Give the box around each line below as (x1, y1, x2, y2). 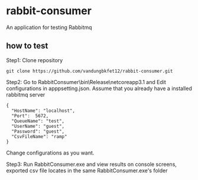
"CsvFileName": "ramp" (11, 133, 67, 140)
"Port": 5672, (11, 112, 49, 119)
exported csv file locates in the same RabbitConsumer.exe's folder (6, 167, 168, 174)
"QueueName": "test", (11, 118, 65, 124)
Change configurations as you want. (6, 149, 95, 156)
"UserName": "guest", (11, 123, 65, 129)
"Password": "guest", (11, 128, 65, 134)
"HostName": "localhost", (11, 108, 76, 114)
